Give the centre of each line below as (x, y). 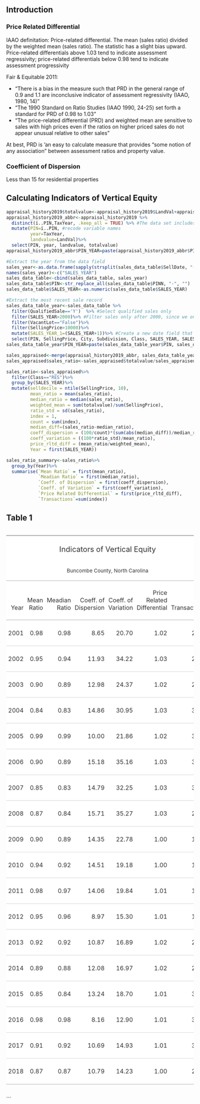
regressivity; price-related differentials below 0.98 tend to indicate (87, 59)
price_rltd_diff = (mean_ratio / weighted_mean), (90, 444)
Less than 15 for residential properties (52, 179)
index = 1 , (44, 416)
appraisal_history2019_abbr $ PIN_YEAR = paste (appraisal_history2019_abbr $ (98, 250)
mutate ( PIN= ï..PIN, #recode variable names (66, 229)
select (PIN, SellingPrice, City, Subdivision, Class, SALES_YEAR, (96, 339)
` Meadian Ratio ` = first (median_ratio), (89, 477)
